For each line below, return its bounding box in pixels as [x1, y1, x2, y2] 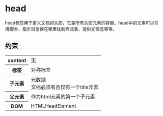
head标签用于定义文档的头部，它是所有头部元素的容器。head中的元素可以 [5, 20, 155, 26]
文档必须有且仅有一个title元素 [31, 84, 99, 90]
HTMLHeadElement [31, 103, 76, 109]
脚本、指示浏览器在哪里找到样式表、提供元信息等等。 [9, 26, 117, 32]
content [7, 57, 27, 64]
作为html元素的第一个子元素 [31, 93, 95, 100]
